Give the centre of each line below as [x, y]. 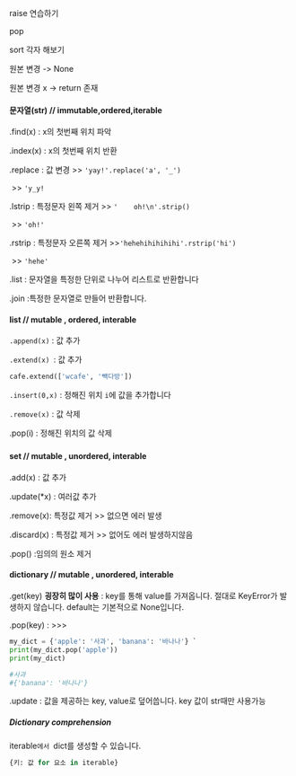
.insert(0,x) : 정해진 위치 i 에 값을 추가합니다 [91, 395]
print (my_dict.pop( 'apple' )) [64, 649]
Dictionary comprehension [61, 722]
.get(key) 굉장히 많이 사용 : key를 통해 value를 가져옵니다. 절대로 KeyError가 [144, 596]
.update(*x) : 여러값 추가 [53, 496]
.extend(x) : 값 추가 [46, 360]
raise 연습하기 [34, 13]
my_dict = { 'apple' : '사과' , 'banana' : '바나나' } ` [103, 642]
